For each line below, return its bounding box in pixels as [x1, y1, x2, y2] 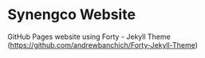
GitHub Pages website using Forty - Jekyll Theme [7, 32, 171, 41]
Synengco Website [7, 6, 136, 24]
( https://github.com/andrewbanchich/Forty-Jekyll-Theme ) [7, 40, 199, 49]
